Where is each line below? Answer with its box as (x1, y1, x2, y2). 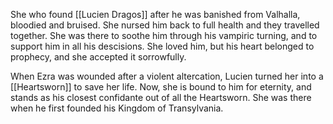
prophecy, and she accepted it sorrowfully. (10, 51, 187, 63)
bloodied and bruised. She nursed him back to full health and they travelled (10, 19, 320, 31)
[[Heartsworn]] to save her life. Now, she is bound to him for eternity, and (10, 81, 312, 93)
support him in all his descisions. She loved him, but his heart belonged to (10, 40, 315, 52)
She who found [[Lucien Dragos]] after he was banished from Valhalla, (10, 9, 301, 20)
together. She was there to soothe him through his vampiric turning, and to (10, 30, 318, 41)
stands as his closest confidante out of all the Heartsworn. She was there (10, 92, 312, 103)
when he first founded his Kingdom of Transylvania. (10, 102, 224, 114)
